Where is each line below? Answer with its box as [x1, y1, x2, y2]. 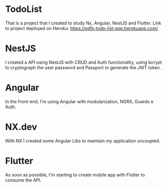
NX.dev [5, 121, 37, 133]
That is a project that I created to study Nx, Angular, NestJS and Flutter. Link [5, 20, 162, 26]
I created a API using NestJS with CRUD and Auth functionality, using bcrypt [5, 59, 162, 65]
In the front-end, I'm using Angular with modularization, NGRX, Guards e [5, 98, 154, 104]
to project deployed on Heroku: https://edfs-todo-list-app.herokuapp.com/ [5, 25, 159, 31]
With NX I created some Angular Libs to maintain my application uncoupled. [5, 138, 161, 144]
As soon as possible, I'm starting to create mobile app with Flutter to [5, 172, 146, 178]
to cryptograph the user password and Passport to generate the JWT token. [5, 64, 161, 70]
